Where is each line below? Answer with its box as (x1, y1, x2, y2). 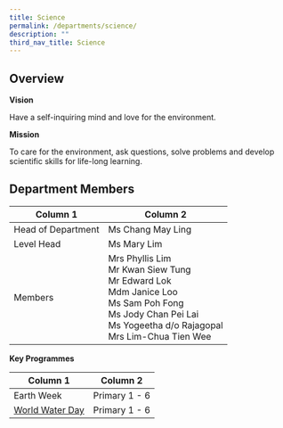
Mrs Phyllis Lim (108, 251, 172, 264)
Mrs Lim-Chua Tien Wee (108, 330, 212, 342)
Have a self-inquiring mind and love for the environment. (9, 112, 216, 123)
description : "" (9, 29, 69, 38)
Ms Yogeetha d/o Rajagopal (108, 318, 224, 331)
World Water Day (13, 403, 85, 416)
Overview (9, 70, 65, 86)
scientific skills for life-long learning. (9, 156, 142, 167)
